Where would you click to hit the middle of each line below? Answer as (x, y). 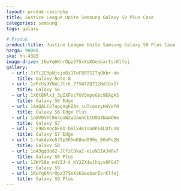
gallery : (17, 67)
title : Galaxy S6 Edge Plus (52, 112)
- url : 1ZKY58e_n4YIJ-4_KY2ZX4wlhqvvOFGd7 (65, 162)
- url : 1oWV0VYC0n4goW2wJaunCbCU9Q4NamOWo (65, 118)
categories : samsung (32, 23)
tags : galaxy (22, 29)
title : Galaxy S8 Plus (45, 157)
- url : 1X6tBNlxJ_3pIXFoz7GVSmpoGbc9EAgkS (65, 95)
